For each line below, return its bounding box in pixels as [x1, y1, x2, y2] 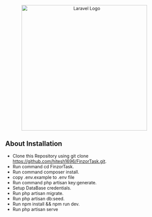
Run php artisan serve [12, 206, 59, 212]
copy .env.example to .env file [12, 174, 75, 180]
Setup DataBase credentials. [12, 185, 72, 191]
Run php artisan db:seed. [12, 195, 65, 201]
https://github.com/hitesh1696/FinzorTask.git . [12, 158, 107, 164]
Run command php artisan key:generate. [12, 179, 97, 185]
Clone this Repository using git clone [12, 153, 89, 159]
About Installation [5, 140, 63, 148]
